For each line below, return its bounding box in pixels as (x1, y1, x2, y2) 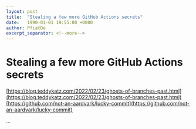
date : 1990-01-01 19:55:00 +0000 (6, 19, 93, 25)
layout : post (6, 8, 38, 15)
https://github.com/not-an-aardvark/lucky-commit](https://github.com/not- (8, 100, 190, 107)
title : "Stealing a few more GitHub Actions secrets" (6, 14, 143, 20)
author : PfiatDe (6, 25, 46, 31)
